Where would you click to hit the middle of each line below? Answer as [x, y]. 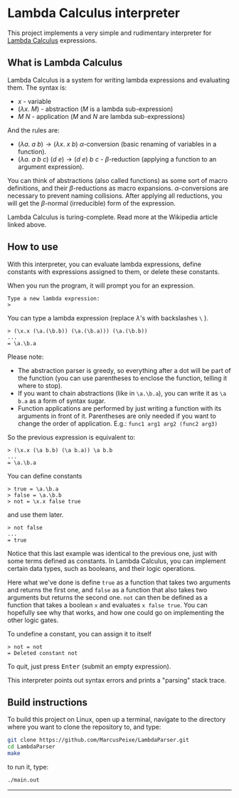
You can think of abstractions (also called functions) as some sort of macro [117, 180]
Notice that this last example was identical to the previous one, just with [112, 553]
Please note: [26, 357]
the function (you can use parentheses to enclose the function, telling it [122, 378]
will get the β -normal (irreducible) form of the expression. [92, 203]
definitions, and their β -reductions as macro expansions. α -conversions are [118, 188]
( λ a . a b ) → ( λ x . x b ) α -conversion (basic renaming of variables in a [117, 144]
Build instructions [47, 702]
